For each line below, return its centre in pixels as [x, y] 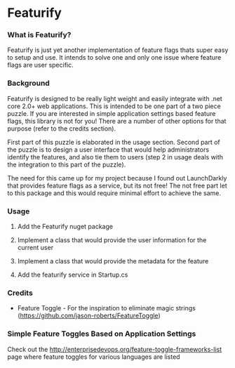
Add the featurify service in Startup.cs [73, 275]
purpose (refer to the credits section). [62, 129]
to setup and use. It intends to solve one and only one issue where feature [114, 58]
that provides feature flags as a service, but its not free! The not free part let [117, 185]
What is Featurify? [39, 35]
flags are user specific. [40, 65]
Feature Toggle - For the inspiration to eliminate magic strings [107, 308]
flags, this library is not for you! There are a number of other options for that [117, 121]
